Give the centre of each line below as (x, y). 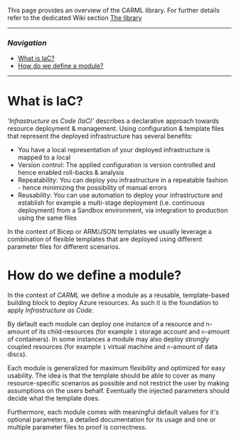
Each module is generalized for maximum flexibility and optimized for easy (116, 368)
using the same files (47, 218)
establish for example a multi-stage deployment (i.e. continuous (111, 203)
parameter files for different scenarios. (64, 247)
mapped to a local (44, 157)
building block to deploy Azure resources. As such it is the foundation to (113, 303)
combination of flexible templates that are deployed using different (105, 239)
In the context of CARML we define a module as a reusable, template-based (118, 295)
